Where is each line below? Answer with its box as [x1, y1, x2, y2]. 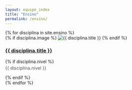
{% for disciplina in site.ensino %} [5, 30, 74, 36]
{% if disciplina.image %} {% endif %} [5, 35, 128, 41]
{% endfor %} [5, 80, 34, 86]
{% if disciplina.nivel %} [5, 59, 54, 64]
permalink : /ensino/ [5, 16, 48, 21]
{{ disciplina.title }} [5, 47, 53, 54]
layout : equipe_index [5, 7, 50, 12]
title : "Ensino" [5, 12, 39, 17]
